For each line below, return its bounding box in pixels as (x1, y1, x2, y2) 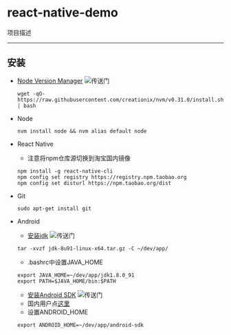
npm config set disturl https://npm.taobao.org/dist (16, 180, 172, 186)
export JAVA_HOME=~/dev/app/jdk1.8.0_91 (16, 272, 135, 279)
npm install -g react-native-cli (16, 167, 113, 175)
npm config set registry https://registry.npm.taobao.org (16, 173, 187, 180)
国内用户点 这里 (27, 299, 70, 307)
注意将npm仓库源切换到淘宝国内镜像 (27, 153, 131, 162)
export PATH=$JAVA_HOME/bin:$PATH (16, 277, 116, 285)
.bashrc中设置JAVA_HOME (27, 258, 103, 266)
